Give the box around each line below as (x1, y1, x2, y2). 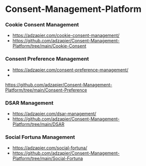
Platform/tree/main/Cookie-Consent (12, 43, 86, 49)
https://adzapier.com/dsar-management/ (12, 111, 96, 117)
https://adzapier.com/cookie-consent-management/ (12, 32, 120, 38)
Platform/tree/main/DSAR (12, 121, 65, 127)
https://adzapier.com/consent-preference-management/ (12, 67, 129, 73)
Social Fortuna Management (5, 134, 75, 140)
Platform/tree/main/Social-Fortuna (12, 156, 83, 162)
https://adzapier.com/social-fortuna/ (12, 145, 88, 151)
